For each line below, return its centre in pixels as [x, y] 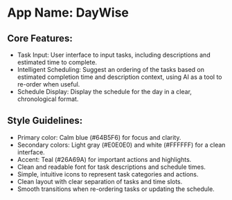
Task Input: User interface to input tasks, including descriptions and [114, 55]
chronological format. [48, 99]
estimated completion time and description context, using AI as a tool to [119, 77]
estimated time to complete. [57, 62]
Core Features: [40, 38]
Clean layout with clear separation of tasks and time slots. [100, 181]
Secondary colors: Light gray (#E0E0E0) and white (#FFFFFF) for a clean [121, 145]
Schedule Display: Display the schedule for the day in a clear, [105, 92]
